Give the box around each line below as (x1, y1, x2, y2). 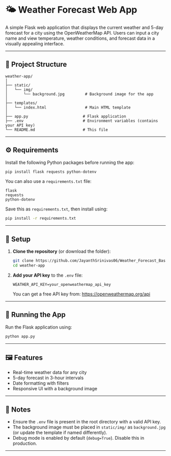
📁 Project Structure (5, 60, 67, 69)
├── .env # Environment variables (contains (5, 118, 158, 123)
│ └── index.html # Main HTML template (5, 105, 131, 110)
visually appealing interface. (5, 40, 65, 46)
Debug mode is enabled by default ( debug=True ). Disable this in (12, 435, 145, 441)
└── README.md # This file (5, 127, 108, 132)
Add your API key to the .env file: (12, 272, 83, 278)
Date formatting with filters (12, 380, 69, 386)
